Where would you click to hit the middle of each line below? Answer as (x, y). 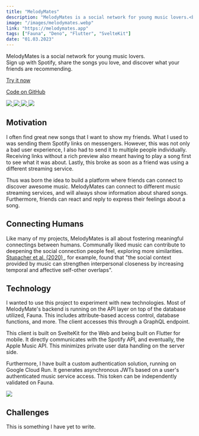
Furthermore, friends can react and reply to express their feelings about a (96, 199)
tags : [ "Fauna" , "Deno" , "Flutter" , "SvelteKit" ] (69, 34)
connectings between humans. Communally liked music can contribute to (96, 245)
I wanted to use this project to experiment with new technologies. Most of (96, 303)
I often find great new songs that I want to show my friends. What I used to (97, 137)
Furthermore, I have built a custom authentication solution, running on (91, 364)
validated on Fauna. (30, 383)
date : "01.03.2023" (30, 39)
